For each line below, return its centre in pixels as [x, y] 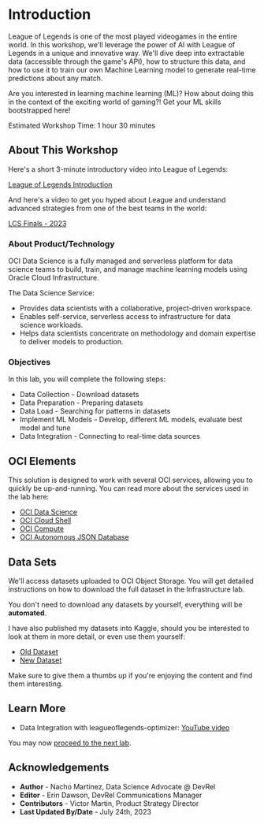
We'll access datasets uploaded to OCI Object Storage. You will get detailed [131, 581]
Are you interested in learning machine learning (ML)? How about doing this [131, 93]
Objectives [30, 362]
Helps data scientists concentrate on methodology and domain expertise [138, 333]
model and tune [45, 428]
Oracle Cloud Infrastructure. [54, 278]
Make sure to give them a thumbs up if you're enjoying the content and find [130, 675]
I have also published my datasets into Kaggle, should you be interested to [129, 628]
